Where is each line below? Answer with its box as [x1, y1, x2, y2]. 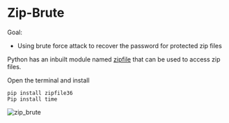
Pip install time [7, 96, 58, 103]
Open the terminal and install [7, 75, 90, 85]
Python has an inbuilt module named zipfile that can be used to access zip [7, 55, 221, 64]
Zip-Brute [7, 5, 65, 21]
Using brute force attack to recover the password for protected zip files [17, 41, 223, 50]
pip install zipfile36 [7, 89, 73, 96]
